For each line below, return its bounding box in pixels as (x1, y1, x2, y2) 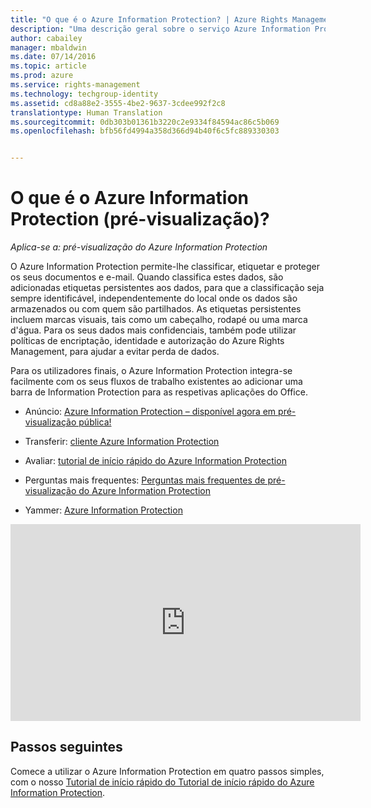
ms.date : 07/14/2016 (10, 52, 97, 62)
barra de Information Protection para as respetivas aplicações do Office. (10, 386, 308, 398)
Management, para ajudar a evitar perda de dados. (10, 346, 220, 358)
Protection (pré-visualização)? (10, 208, 270, 231)
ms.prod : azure (10, 71, 74, 81)
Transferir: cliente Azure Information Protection (24, 436, 220, 448)
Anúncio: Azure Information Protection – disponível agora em (24, 406, 277, 418)
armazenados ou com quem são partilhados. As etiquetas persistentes (10, 303, 302, 315)
